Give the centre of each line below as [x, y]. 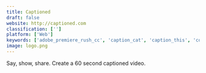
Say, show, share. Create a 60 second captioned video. [76, 63]
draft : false [23, 18]
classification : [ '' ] [34, 29]
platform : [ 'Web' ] [30, 35]
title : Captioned [29, 12]
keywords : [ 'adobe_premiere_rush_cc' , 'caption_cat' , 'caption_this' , [98, 40]
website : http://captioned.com [46, 23]
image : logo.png [27, 46]
